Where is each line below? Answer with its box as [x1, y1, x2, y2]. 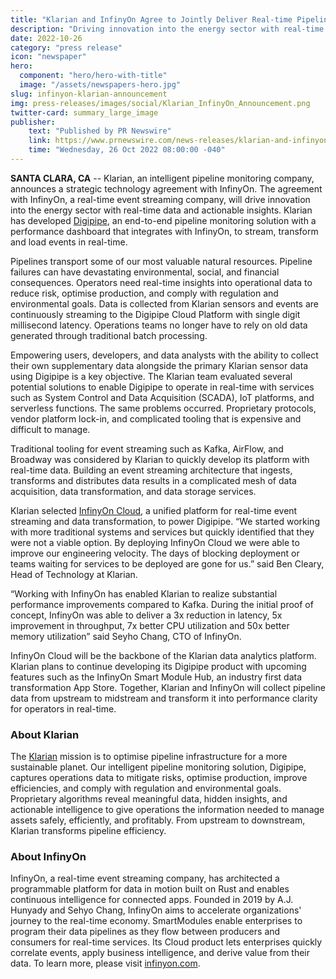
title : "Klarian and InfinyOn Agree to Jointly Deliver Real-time [10, 14, 293, 25]
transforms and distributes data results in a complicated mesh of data [10, 474, 297, 486]
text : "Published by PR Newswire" [28, 126, 172, 136]
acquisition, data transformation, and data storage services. [10, 485, 257, 497]
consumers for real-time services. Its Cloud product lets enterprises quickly [10, 936, 323, 948]
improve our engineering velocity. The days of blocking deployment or [10, 547, 300, 559]
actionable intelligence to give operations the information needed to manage [10, 804, 325, 816]
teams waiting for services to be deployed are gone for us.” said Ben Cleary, [10, 557, 325, 570]
